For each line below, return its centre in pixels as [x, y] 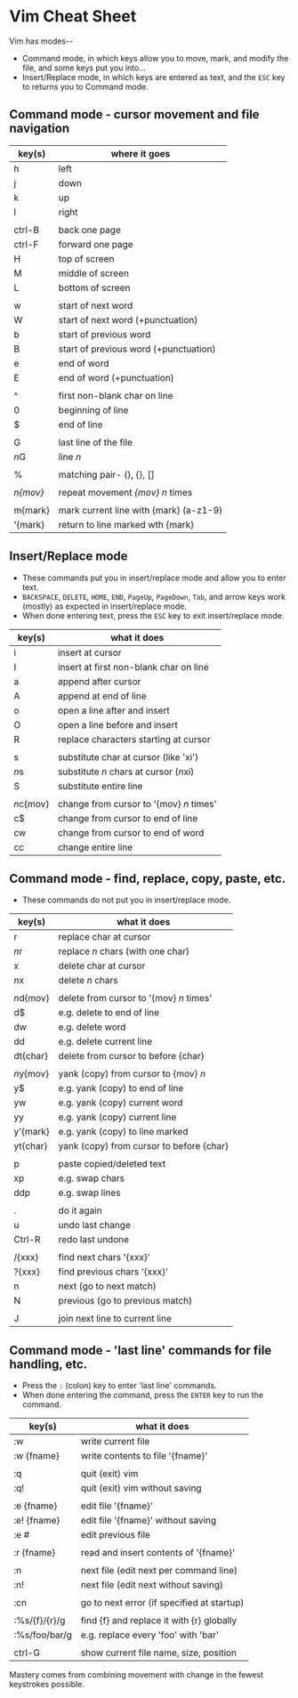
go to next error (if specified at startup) [162, 1603]
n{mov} [29, 492]
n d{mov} [32, 999]
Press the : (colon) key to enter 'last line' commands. [119, 1386]
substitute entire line [100, 786]
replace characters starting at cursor [134, 739]
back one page [90, 230]
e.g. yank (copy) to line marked [123, 1132]
